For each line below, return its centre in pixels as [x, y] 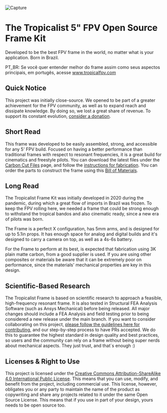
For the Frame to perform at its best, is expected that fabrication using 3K [81, 249]
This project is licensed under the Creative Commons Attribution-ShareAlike [83, 373]
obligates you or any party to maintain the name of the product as [73, 389]
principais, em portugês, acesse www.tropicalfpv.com [61, 72]
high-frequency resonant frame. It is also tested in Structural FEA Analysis [81, 303]
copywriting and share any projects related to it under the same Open [77, 395]
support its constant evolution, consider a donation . [58, 116]
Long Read [22, 186]
